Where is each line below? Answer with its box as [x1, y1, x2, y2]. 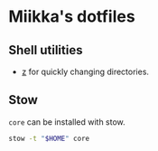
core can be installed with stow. [8, 116, 125, 127]
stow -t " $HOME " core [8, 134, 90, 143]
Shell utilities [8, 42, 83, 58]
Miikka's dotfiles [8, 6, 136, 27]
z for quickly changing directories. [21, 66, 150, 77]
